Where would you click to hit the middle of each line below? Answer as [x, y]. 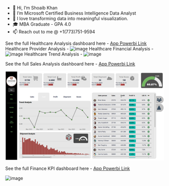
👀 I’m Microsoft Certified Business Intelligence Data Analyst [74, 13]
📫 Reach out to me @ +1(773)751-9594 [54, 32]
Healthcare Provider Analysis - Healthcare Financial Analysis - [79, 49]
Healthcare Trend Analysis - [53, 54]
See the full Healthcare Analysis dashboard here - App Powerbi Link [76, 43]
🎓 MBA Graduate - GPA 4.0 [42, 24]
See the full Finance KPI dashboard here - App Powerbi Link [68, 168]
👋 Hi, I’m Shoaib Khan [35, 8]
